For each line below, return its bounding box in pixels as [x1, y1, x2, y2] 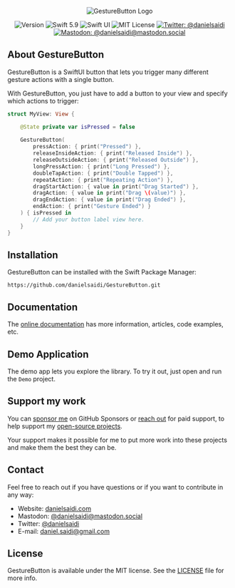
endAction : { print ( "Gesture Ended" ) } [33, 203, 152, 210]
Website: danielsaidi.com [17, 504, 91, 512]
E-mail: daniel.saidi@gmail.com [17, 527, 110, 535]
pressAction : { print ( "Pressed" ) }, [33, 143, 142, 150]
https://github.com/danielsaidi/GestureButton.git [7, 282, 161, 289]
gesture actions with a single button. [7, 75, 115, 83]
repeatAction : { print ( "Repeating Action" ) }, [33, 176, 174, 183]
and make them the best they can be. [7, 443, 117, 452]
